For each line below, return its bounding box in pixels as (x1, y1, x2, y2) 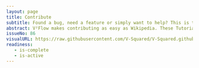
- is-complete (14, 47, 49, 53)
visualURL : (6, 36, 33, 42)
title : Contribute (6, 14, 52, 20)
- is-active (14, 53, 44, 59)
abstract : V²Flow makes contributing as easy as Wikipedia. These (6, 25, 174, 31)
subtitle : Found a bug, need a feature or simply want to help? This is (6, 20, 190, 25)
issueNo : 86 (6, 31, 36, 37)
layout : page (6, 8, 38, 15)
